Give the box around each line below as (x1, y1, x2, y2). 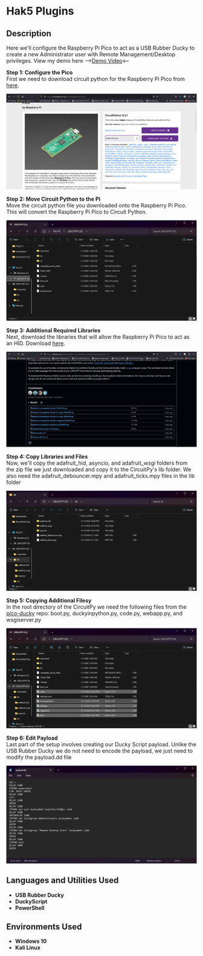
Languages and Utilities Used (6, 875, 119, 886)
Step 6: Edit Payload (6, 734, 59, 741)
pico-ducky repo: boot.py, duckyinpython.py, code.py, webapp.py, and (6, 610, 183, 617)
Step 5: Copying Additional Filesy (6, 597, 92, 604)
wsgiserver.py (6, 616, 42, 624)
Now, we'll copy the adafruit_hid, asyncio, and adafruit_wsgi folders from (6, 459, 188, 467)
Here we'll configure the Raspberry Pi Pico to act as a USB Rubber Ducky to (6, 44, 195, 51)
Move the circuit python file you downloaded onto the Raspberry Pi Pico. (6, 202, 187, 209)
